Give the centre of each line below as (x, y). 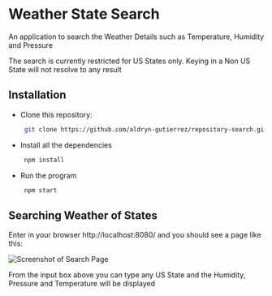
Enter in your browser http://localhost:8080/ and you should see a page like (135, 235)
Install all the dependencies (66, 145)
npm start (41, 190)
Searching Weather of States (83, 215)
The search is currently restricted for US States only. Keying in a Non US (130, 61)
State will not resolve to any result (65, 69)
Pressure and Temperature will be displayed (82, 284)
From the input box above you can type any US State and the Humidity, (127, 275)
